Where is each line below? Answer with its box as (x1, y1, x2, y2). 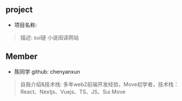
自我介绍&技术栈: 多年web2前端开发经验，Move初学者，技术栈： (20, 80, 179, 88)
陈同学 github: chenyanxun (14, 68, 81, 75)
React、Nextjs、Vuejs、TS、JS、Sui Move (20, 88, 126, 95)
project (5, 5, 33, 15)
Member (5, 52, 38, 62)
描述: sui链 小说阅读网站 (20, 34, 79, 41)
